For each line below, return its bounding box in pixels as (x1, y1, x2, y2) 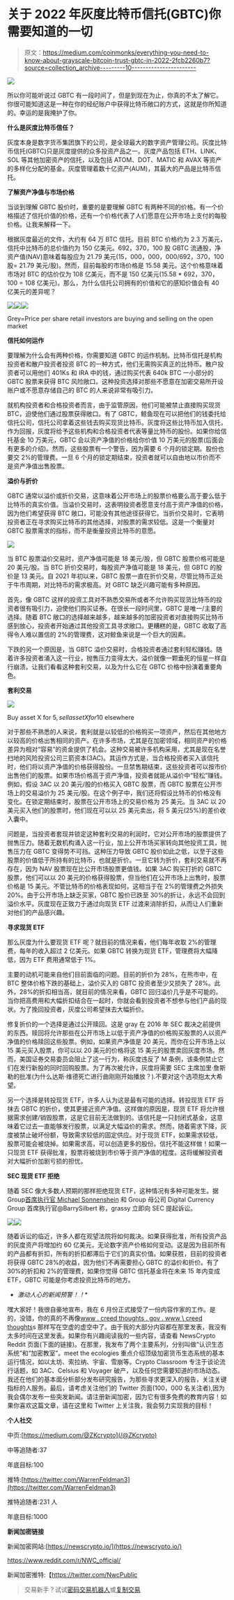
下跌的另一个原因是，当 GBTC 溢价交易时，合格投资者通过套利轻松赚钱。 (7, 645, 217, 653)
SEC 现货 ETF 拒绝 (7, 1171, 61, 1180)
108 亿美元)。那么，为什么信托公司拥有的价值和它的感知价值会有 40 (24, 279, 219, 287)
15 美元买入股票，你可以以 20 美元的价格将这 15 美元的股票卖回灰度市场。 (7, 1046, 219, 1054)
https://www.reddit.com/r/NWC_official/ (7, 1556, 121, 1564)
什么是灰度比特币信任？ (7, 123, 75, 131)
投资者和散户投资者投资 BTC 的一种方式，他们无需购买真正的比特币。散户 (7, 360, 218, 368)
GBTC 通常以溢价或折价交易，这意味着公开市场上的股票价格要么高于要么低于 (7, 491, 227, 500)
